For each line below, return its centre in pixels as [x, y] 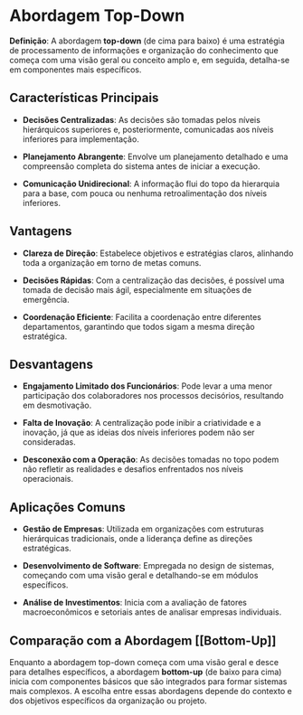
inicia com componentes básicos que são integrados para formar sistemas [148, 682]
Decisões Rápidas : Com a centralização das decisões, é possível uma [153, 280]
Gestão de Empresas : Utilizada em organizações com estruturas [143, 529]
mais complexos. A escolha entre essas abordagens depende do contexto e [151, 691]
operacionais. [48, 479]
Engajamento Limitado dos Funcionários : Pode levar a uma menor [147, 386]
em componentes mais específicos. [76, 70]
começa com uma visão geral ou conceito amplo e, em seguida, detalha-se [150, 60]
